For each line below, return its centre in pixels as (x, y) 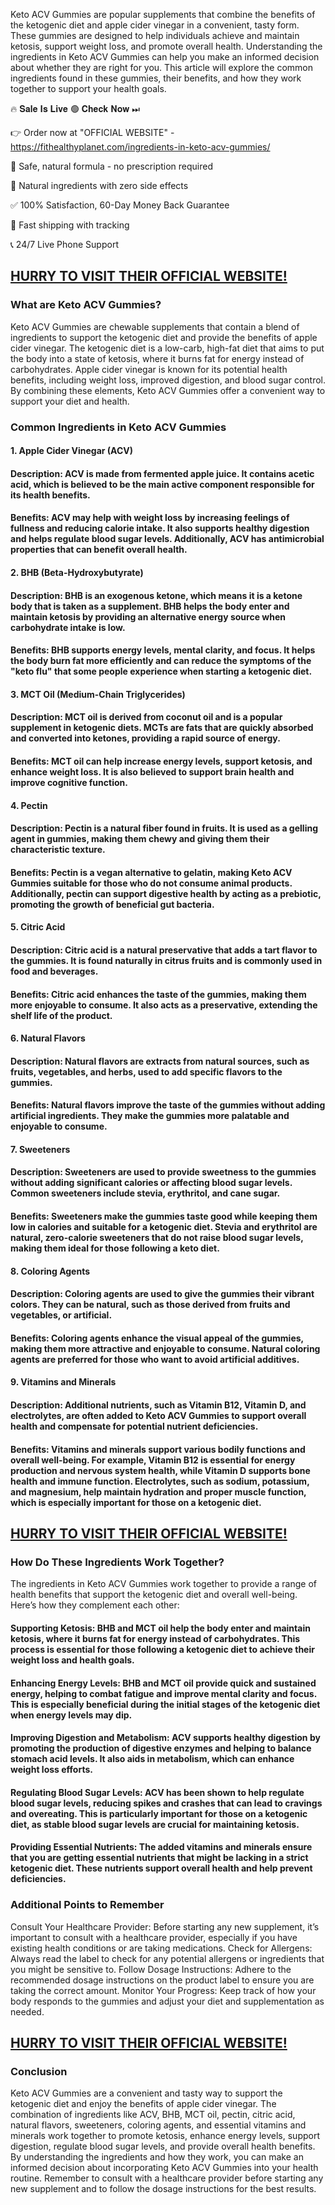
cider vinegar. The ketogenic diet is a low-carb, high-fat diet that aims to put (167, 348)
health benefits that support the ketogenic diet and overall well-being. (154, 1595)
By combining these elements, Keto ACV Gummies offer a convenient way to (168, 390)
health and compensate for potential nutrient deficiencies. (134, 1426)
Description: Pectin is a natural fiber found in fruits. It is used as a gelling (164, 828)
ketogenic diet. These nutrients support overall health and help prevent (161, 1868)
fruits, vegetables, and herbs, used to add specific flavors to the (146, 1071)
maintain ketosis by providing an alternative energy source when (148, 616)
